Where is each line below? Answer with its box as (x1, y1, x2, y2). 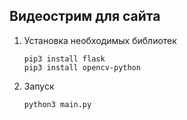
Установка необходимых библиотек (23, 34, 177, 46)
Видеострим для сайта (9, 8, 161, 25)
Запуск (23, 80, 55, 92)
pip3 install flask (23, 54, 106, 64)
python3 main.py (23, 99, 92, 109)
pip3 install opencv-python (23, 62, 141, 73)
